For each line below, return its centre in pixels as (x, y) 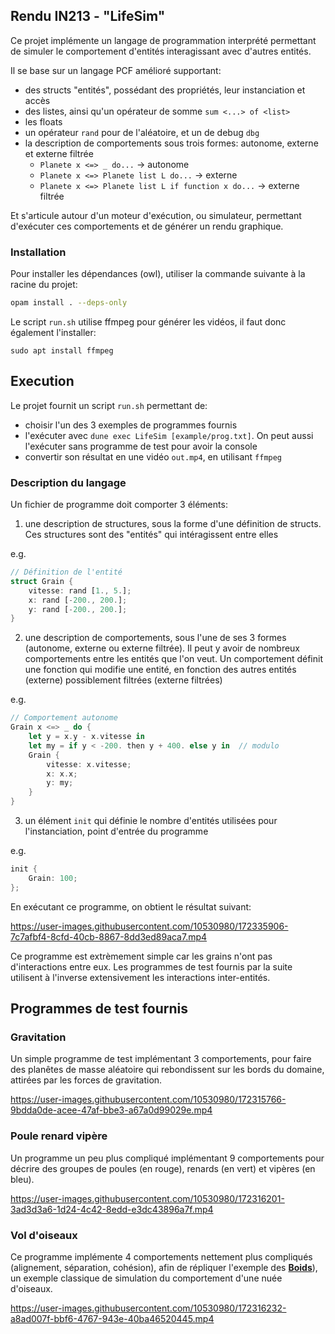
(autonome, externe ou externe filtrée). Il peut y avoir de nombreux (162, 648)
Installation (38, 252)
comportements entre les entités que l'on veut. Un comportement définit (173, 659)
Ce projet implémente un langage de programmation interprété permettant (163, 40)
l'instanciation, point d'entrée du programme (116, 831)
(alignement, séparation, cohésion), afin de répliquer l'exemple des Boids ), (164, 1267)
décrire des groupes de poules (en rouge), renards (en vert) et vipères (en (163, 1168)
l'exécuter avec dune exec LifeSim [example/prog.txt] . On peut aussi (169, 435)
